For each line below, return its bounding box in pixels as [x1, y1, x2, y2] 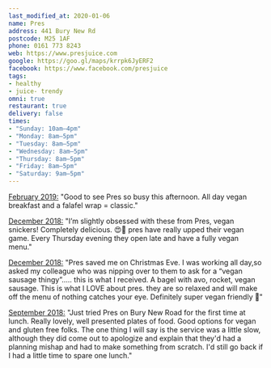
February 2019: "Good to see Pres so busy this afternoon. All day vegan [8, 192, 248, 201]
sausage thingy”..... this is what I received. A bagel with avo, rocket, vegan [8, 275, 256, 284]
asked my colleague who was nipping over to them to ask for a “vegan [8, 266, 243, 276]
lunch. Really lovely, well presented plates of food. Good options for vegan [8, 316, 256, 326]
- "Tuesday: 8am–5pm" [8, 139, 82, 148]
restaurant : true [8, 102, 67, 110]
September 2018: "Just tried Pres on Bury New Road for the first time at [8, 308, 246, 317]
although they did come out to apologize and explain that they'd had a [8, 333, 242, 343]
